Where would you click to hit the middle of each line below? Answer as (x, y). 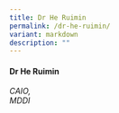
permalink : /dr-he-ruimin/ (60, 26)
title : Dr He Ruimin (48, 17)
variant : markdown (44, 34)
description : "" (40, 43)
